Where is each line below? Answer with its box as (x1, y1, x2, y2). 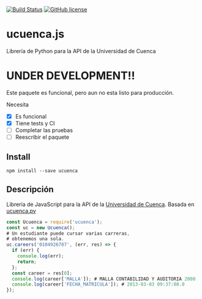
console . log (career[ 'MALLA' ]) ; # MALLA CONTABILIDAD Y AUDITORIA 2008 (12, 276, 196, 282)
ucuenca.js (6, 28, 65, 41)
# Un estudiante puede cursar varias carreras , (6, 230, 130, 237)
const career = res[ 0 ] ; (12, 270, 72, 276)
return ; (17, 259, 37, 265)
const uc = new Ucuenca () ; (6, 224, 75, 231)
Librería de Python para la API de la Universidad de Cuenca (6, 47, 156, 54)
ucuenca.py (6, 207, 37, 214)
